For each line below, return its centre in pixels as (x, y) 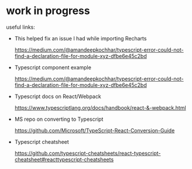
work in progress (48, 11)
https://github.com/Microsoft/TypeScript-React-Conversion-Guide (95, 130)
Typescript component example (53, 67)
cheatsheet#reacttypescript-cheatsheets (64, 159)
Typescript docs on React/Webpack (58, 96)
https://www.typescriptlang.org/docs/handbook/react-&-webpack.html (100, 107)
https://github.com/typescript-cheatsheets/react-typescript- (88, 153)
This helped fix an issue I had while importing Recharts (80, 38)
